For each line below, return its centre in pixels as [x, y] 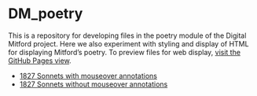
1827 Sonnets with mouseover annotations [88, 76]
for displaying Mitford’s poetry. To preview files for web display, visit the [125, 52]
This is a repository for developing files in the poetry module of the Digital [127, 35]
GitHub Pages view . [40, 61]
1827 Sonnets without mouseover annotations [94, 84]
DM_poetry [46, 14]
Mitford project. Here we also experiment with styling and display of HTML [128, 43]
